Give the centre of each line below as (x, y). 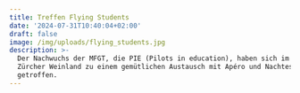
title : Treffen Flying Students (69, 17)
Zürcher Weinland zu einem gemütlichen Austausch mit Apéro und (139, 67)
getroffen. (37, 75)
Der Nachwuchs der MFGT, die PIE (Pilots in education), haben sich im (154, 58)
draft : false (33, 34)
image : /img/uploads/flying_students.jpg (87, 42)
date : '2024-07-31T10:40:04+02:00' (75, 26)
